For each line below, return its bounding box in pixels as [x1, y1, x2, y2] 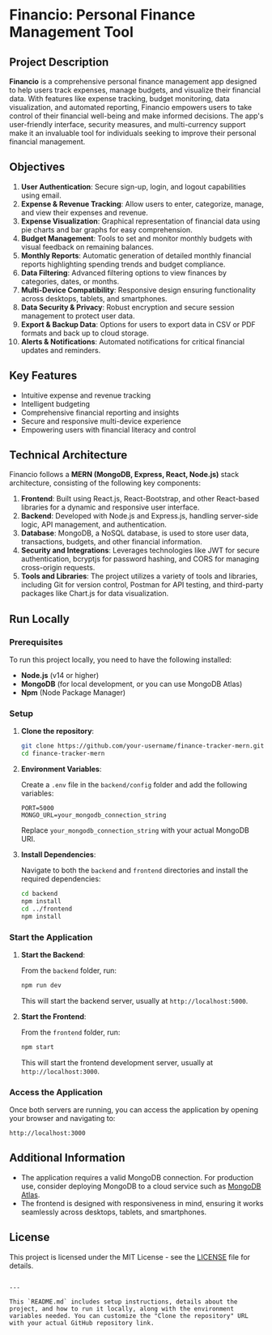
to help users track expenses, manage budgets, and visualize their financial [9, 85, 261, 95]
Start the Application [9, 932, 93, 943]
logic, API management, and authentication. [20, 520, 167, 530]
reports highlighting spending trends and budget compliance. [20, 259, 226, 269]
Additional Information [9, 1151, 125, 1165]
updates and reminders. [20, 345, 101, 355]
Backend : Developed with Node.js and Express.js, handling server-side [20, 511, 259, 521]
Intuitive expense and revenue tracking [20, 390, 151, 400]
